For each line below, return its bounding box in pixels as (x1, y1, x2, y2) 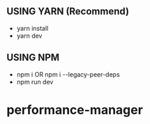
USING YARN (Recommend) (6, 6, 130, 17)
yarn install (16, 24, 49, 32)
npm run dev (16, 77, 54, 86)
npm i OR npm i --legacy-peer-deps (16, 70, 120, 79)
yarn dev (16, 31, 43, 40)
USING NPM (6, 52, 60, 63)
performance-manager (6, 102, 144, 118)
